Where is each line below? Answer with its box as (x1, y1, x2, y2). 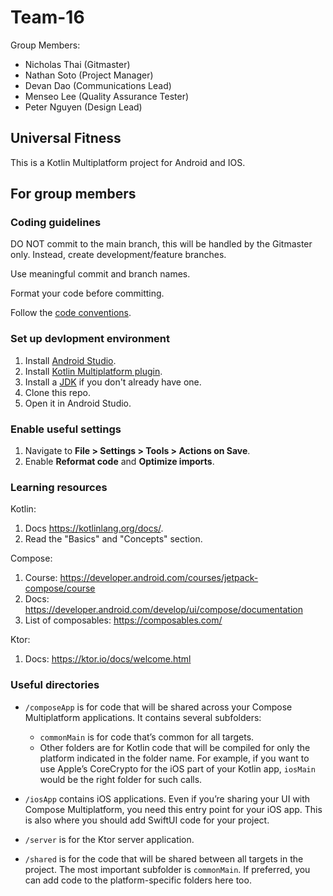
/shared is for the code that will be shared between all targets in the (24, 852, 304, 865)
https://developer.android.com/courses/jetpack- (59, 572, 259, 584)
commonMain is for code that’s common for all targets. (39, 731, 255, 743)
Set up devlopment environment (10, 332, 171, 346)
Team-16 (10, 6, 85, 29)
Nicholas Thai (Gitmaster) (24, 58, 131, 70)
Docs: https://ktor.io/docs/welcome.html (24, 653, 192, 665)
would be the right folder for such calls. (39, 773, 203, 785)
